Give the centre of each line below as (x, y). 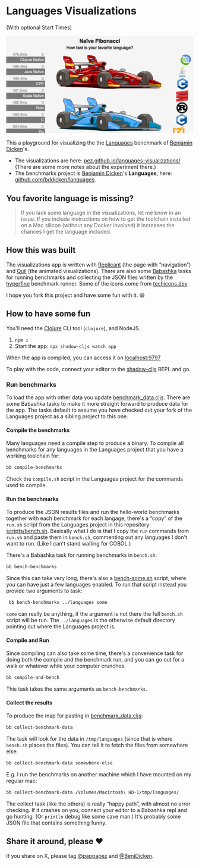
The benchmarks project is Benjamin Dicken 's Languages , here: (93, 173)
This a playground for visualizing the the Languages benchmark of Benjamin (99, 143)
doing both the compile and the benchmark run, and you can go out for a (95, 660)
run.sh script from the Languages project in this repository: (79, 525)
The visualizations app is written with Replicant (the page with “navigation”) (99, 264)
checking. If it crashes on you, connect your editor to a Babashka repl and (97, 810)
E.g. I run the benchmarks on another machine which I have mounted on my (99, 775)
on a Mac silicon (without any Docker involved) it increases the (97, 225)
